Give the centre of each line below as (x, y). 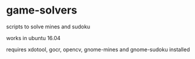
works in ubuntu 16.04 (33, 38)
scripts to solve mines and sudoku (48, 27)
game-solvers (42, 10)
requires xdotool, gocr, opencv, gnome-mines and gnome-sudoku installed (98, 49)
